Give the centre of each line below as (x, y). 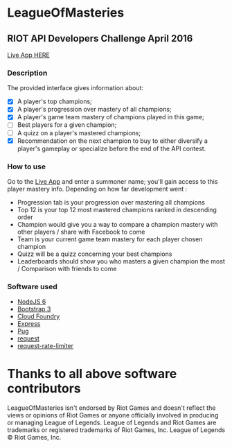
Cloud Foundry (38, 316)
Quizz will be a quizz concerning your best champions (95, 254)
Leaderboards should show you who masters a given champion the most (121, 261)
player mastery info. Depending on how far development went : (97, 189)
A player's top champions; (54, 101)
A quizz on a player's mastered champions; (79, 132)
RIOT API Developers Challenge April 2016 (100, 38)
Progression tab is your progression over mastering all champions (111, 202)
